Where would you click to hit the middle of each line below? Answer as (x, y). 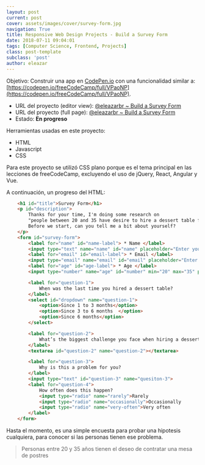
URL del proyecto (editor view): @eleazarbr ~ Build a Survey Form (98, 105)
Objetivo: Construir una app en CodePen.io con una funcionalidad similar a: (101, 81)
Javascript (28, 149)
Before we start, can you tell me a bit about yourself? (102, 226)
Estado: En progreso (41, 119)
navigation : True (28, 29)
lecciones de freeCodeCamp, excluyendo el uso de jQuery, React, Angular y (102, 174)
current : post (24, 18)
